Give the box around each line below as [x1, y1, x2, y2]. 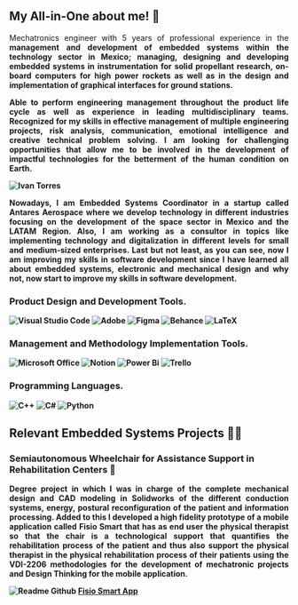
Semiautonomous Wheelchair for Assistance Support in [9, 452, 255, 465]
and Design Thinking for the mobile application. [9, 569, 188, 579]
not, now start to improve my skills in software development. [9, 273, 238, 283]
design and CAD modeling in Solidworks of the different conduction [9, 493, 289, 504]
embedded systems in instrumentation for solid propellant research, [9, 60, 273, 71]
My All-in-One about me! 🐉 [9, 9, 161, 24]
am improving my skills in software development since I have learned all [9, 254, 289, 265]
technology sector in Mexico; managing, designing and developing [9, 51, 289, 62]
